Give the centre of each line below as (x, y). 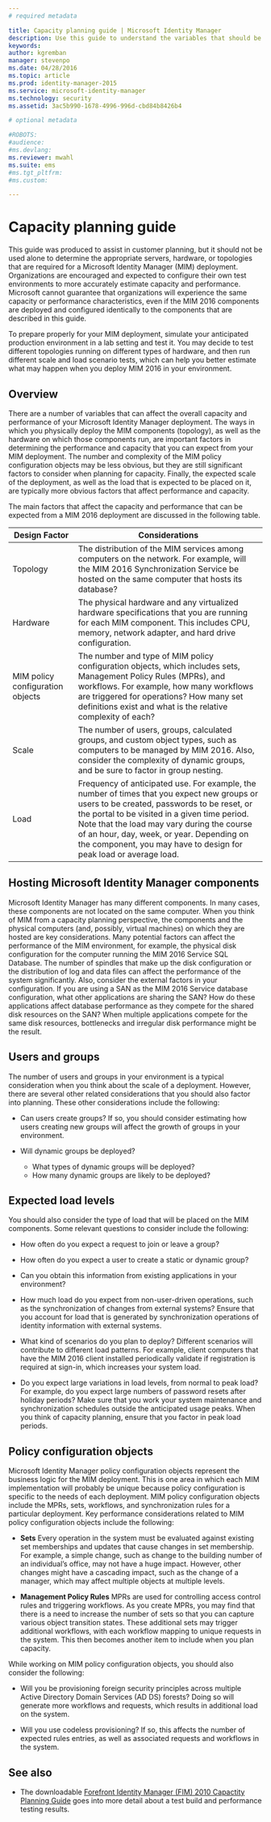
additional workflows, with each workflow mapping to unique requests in (141, 1631)
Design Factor (41, 535)
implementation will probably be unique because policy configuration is (127, 1488)
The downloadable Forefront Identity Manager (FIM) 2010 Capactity (132, 1792)
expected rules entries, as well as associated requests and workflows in (140, 1739)
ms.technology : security (50, 98)
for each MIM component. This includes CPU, (164, 622)
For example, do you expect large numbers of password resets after (133, 1391)
